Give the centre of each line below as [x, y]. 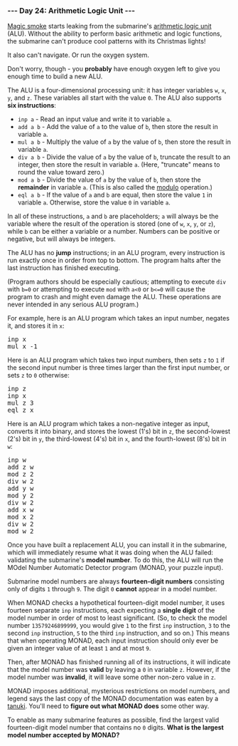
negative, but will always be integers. [61, 239]
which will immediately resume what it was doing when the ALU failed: [110, 553]
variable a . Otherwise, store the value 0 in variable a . [94, 202]
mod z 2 [21, 475]
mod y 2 [21, 496]
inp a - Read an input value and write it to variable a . [94, 119]
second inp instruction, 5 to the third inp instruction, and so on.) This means [119, 633]
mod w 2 [21, 532]
